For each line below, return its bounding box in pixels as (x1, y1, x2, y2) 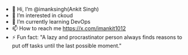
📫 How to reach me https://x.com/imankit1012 (11, 25, 127, 32)
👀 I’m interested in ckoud (11, 12, 73, 19)
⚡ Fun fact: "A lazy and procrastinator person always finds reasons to (11, 34, 183, 41)
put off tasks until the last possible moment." (11, 42, 122, 49)
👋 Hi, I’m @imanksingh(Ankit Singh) (11, 6, 100, 12)
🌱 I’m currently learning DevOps (11, 18, 91, 25)
